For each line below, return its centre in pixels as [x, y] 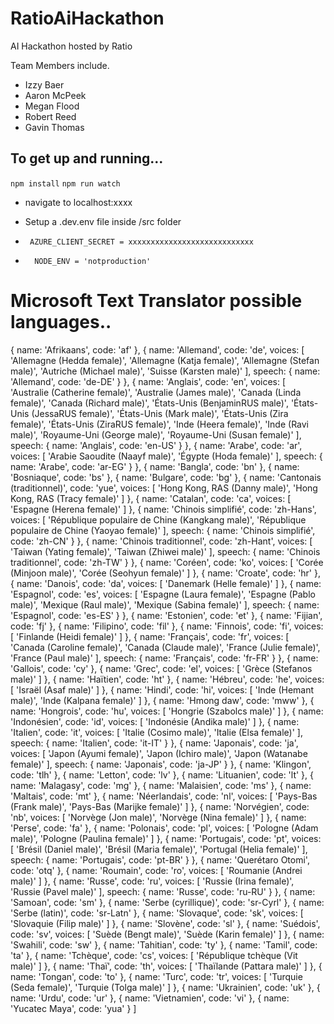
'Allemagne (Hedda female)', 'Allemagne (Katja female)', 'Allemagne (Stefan [165, 360]
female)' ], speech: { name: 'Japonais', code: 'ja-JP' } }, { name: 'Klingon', [161, 764]
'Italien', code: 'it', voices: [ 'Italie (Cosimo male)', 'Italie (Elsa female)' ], [156, 732]
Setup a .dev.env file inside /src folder [103, 221]
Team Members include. [60, 65]
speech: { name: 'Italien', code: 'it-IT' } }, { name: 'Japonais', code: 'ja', [154, 743]
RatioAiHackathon [87, 18]
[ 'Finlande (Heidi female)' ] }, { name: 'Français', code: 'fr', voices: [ [150, 636]
